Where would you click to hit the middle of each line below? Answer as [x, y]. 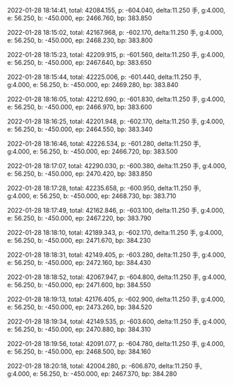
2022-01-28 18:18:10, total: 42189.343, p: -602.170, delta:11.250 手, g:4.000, [115, 233]
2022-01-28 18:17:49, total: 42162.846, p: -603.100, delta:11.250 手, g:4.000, [116, 210]
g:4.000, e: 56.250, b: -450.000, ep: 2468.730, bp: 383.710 [92, 196]
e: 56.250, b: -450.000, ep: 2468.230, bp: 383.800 [80, 40]
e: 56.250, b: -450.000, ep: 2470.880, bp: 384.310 [79, 329]
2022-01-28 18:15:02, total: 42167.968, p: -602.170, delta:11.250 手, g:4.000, [115, 32]
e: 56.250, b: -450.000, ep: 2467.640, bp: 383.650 [79, 62]
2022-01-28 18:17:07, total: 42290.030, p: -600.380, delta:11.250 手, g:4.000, [117, 166]
